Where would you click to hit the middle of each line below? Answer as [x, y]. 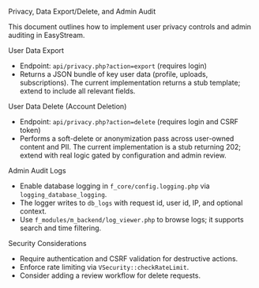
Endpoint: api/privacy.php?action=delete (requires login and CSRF [129, 121]
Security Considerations [47, 243]
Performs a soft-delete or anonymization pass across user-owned [127, 138]
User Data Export [36, 50]
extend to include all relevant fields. [77, 91]
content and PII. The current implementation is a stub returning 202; [130, 147]
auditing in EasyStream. [47, 35]
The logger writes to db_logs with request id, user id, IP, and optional [131, 203]
